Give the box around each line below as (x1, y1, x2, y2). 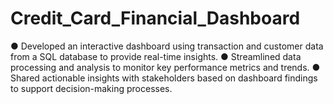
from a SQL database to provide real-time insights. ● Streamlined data (10, 50, 302, 62)
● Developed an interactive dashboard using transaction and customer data (10, 40, 324, 52)
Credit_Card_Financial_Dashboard (10, 7, 301, 30)
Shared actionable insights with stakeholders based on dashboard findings (10, 72, 318, 84)
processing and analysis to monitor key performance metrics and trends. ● (10, 61, 321, 73)
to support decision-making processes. (10, 82, 173, 94)
